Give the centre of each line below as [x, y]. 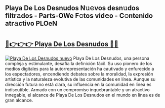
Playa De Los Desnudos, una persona [111, 58]
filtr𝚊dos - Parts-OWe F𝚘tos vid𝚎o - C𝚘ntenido [79, 16]
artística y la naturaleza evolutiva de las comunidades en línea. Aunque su [80, 79]
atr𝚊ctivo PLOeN [31, 23]
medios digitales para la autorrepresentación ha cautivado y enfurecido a [80, 69]
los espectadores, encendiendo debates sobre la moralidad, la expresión [79, 74]
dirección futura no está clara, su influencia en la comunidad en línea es [78, 84]
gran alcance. [19, 100]
